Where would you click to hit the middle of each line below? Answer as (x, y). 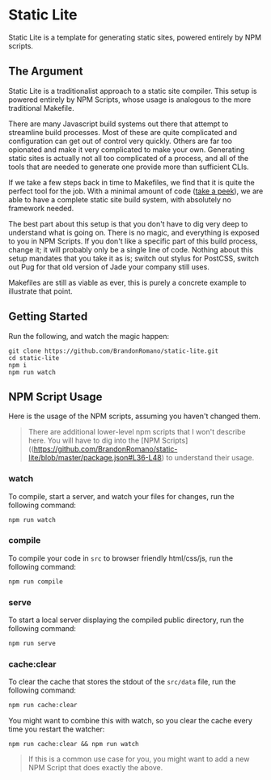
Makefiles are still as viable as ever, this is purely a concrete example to (127, 282)
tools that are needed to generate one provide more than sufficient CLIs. (129, 167)
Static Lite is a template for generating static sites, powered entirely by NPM (135, 37)
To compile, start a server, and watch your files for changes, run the (121, 496)
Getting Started (48, 317)
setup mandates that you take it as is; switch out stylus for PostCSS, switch (134, 258)
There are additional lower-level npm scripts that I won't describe (137, 432)
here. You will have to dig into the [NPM (94, 441)
